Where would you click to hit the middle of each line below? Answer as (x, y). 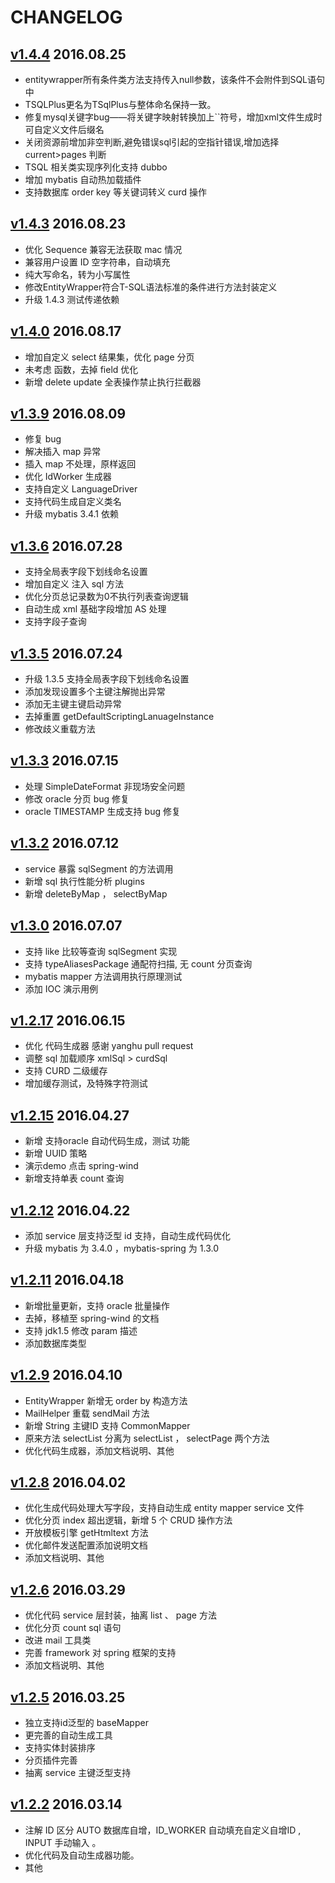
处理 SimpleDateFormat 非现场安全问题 (105, 786)
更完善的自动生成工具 (68, 1735)
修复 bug (43, 439)
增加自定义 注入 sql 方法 (74, 584)
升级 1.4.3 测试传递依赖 (72, 299)
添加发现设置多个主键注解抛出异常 (95, 692)
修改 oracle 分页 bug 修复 (77, 798)
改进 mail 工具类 (58, 1640)
